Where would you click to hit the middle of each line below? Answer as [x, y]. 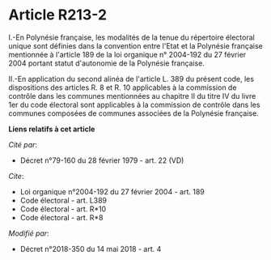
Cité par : [23, 144]
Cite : [16, 176]
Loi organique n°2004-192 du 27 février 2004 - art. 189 [112, 191]
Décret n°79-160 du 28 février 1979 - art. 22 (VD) [102, 160]
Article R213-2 [58, 15]
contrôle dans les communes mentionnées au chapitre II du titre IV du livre [132, 96]
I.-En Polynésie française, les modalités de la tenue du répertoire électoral [131, 37]
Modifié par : [29, 233]
